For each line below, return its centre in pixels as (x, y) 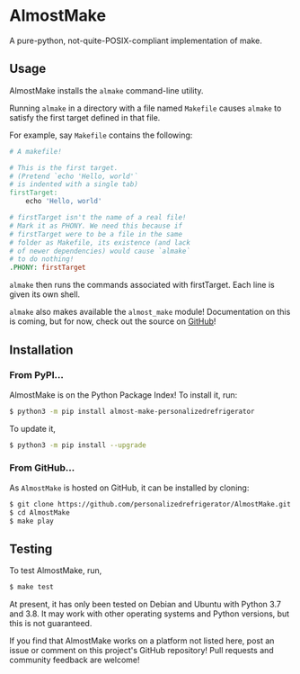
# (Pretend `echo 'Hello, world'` (74, 176)
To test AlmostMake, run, (56, 571)
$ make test (31, 587)
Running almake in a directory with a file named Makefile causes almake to (146, 108)
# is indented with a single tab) (74, 184)
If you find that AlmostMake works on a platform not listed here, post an (142, 641)
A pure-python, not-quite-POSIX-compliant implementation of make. (136, 40)
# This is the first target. (64, 167)
